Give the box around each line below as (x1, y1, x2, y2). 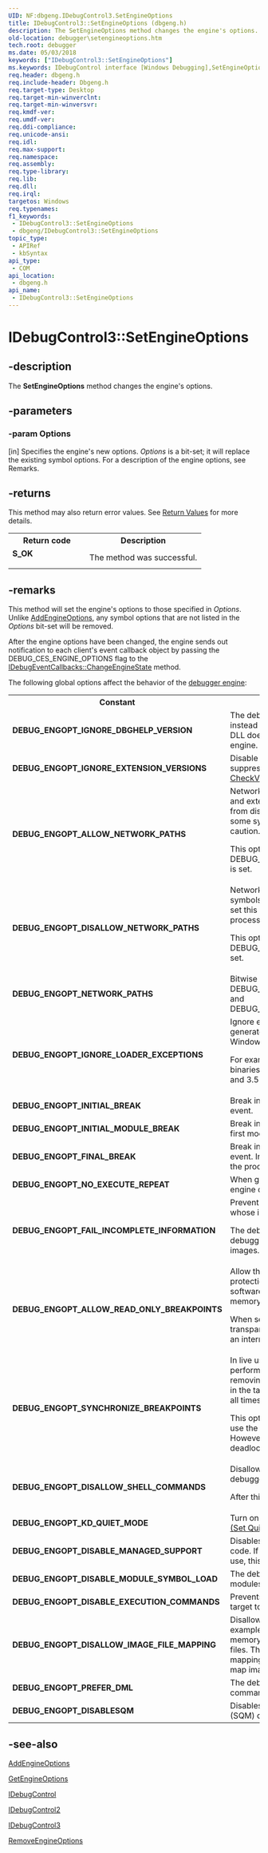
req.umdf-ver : (8, 116, 56, 124)
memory (230, 1634, 262, 1645)
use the (230, 1422, 258, 1434)
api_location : (8, 272, 56, 280)
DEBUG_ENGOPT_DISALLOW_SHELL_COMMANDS (12, 1482, 206, 1493)
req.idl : (8, 137, 37, 146)
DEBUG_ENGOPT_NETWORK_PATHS (12, 988, 154, 999)
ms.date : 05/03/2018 (8, 49, 77, 57)
